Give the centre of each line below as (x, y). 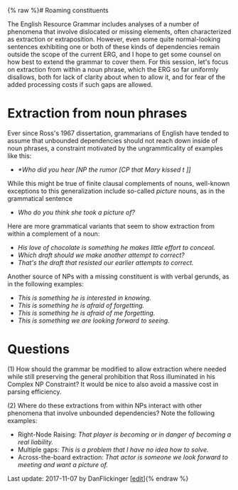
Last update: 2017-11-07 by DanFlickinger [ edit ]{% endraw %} (98, 478)
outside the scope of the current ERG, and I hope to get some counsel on (114, 54)
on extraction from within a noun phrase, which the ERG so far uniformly (113, 69)
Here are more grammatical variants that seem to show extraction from (111, 226)
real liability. (36, 442)
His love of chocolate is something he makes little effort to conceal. (116, 247)
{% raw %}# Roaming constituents (58, 10)
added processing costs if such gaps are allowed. (80, 84)
